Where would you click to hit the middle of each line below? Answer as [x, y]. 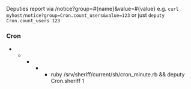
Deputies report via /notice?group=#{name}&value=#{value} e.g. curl [92, 9]
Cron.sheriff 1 [68, 81]
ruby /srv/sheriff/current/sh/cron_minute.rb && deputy [118, 75]
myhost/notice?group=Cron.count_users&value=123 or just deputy [86, 15]
